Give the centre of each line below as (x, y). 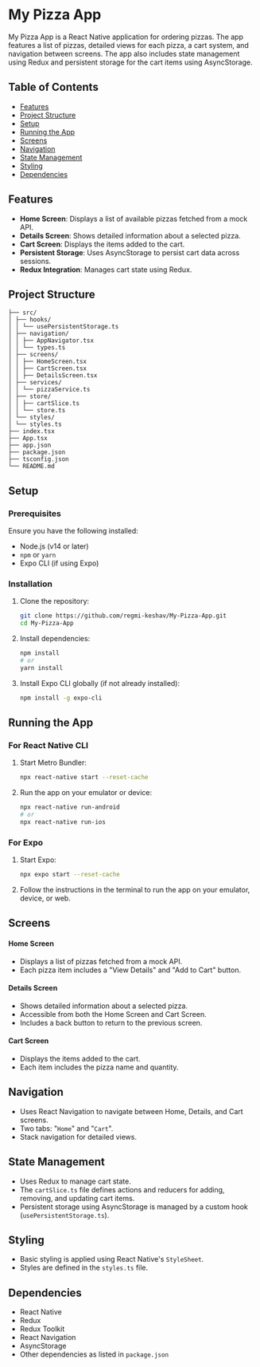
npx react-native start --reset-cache (84, 778)
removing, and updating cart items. (77, 1198)
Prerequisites (35, 514)
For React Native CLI (49, 745)
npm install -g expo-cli (61, 698)
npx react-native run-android (70, 807)
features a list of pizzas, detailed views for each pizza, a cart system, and (128, 45)
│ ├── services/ (35, 383)
